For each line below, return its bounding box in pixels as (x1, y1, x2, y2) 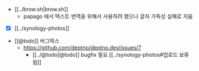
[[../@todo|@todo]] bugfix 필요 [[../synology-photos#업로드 (32, 51, 178, 58)
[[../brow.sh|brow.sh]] (14, 6, 69, 13)
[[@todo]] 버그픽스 (14, 38, 60, 45)
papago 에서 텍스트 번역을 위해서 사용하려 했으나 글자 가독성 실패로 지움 (23, 13, 193, 20)
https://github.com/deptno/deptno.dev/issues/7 (23, 44, 142, 51)
